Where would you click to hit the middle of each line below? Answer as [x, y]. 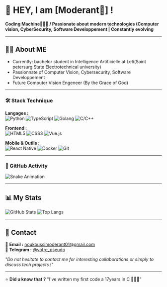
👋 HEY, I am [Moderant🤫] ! [59, 10]
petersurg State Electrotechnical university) [57, 67]
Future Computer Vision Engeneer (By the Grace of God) [70, 83]
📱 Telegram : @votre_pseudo [35, 249]
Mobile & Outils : [22, 143]
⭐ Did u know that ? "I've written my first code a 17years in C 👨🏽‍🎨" [73, 279]
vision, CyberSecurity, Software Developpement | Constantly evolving [80, 29]
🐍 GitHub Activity [27, 166]
